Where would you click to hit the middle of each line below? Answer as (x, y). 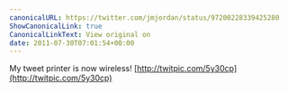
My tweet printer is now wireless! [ (73, 69)
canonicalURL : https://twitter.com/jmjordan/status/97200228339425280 (144, 18)
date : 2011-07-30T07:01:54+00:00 (72, 43)
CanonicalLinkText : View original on (80, 34)
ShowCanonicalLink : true (56, 26)
